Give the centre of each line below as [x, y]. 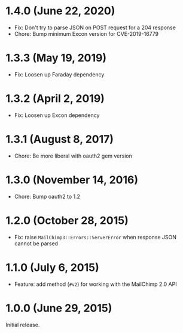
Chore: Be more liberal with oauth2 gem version [73, 156]
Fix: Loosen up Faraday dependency [59, 74]
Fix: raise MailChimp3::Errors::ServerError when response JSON [95, 237]
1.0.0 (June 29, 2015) [59, 308]
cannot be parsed [36, 243]
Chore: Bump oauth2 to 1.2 [47, 196]
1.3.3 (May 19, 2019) [56, 58]
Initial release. [23, 325]
